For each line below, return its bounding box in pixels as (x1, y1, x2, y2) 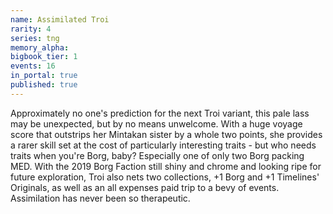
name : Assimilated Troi (10, 14, 110, 25)
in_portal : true (10, 71, 78, 81)
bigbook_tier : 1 (10, 52, 78, 62)
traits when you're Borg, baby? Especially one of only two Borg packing (10, 149, 305, 161)
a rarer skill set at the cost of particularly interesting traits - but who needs (10, 139, 317, 151)
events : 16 (10, 61, 56, 71)
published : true (10, 80, 78, 90)
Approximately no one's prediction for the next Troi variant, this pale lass (10, 107, 310, 119)
